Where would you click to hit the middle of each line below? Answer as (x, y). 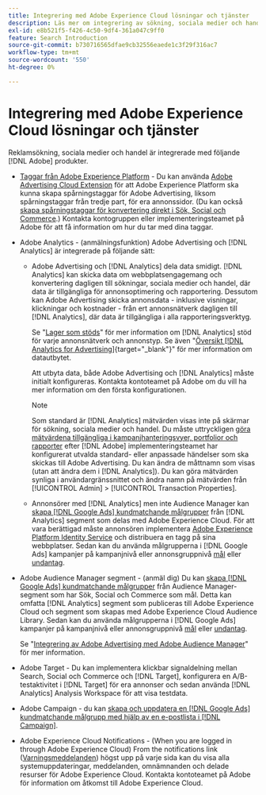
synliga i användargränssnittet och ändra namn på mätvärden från (139, 479)
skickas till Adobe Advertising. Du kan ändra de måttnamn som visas (143, 462)
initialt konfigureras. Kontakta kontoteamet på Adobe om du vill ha (139, 381)
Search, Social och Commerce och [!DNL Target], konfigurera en (125, 676)
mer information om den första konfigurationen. (109, 389)
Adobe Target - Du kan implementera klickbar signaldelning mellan (128, 667)
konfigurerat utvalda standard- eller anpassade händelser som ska (140, 454)
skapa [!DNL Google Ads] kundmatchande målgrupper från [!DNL (138, 511)
